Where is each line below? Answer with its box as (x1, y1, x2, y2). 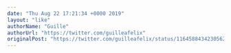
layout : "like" (7, 17, 51, 23)
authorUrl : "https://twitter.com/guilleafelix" (7, 29, 146, 36)
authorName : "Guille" (7, 23, 69, 30)
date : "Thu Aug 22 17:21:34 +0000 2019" (7, 10, 125, 17)
